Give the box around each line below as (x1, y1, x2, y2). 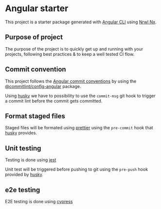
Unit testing (5, 144, 41, 152)
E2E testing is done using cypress (5, 199, 73, 204)
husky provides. (5, 130, 37, 136)
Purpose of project (5, 33, 63, 41)
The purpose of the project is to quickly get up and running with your (5, 46, 143, 52)
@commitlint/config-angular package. (5, 83, 81, 89)
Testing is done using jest (5, 157, 56, 163)
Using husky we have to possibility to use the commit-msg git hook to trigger (5, 93, 156, 99)
